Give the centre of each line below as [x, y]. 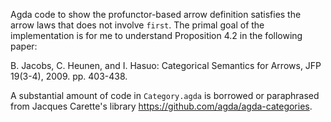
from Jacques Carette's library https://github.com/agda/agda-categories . [161, 106]
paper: [24, 46]
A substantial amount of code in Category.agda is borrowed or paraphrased [165, 95]
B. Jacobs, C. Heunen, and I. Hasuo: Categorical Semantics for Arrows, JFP [166, 65]
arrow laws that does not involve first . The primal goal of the [137, 25]
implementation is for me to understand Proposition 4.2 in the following [156, 35]
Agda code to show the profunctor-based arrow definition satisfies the [156, 14]
